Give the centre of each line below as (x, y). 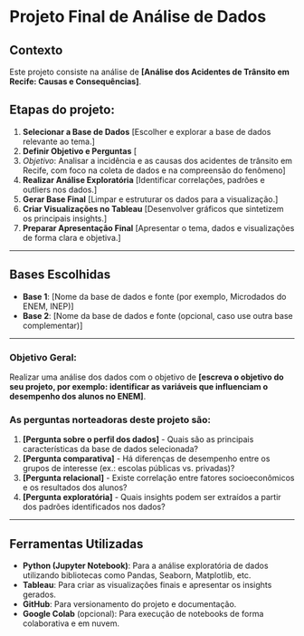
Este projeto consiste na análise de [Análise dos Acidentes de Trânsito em (149, 72)
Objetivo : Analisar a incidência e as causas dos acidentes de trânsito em (157, 160)
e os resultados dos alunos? (75, 487)
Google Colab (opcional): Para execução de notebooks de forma (143, 614)
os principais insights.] (65, 218)
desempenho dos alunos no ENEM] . (78, 396)
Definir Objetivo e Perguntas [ (80, 150)
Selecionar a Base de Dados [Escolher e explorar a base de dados (147, 131)
